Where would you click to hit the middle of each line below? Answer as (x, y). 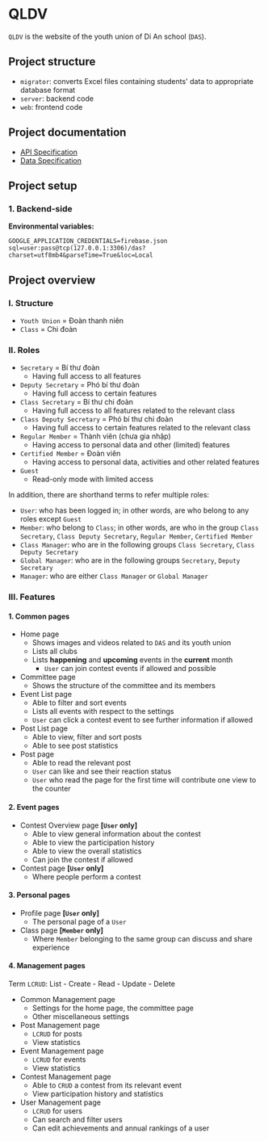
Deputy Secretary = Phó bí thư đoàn (80, 385)
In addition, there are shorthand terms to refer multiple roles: (109, 495)
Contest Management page (65, 1076)
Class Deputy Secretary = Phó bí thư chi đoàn (96, 419)
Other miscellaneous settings (81, 1016)
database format (48, 90)
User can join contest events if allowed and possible (130, 669)
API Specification (49, 152)
